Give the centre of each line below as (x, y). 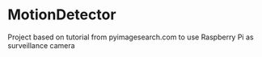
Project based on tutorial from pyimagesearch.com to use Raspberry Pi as (131, 37)
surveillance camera (41, 45)
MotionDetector (62, 15)
